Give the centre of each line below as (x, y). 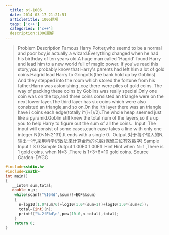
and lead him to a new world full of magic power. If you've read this (88, 64)
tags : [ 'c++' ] (25, 24)
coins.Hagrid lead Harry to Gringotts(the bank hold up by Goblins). (87, 75)
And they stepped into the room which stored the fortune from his (87, 80)
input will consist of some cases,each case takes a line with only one (90, 129)
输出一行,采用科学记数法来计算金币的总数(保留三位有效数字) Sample (89, 141)
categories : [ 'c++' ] (31, 29)
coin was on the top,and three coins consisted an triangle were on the (91, 96)
